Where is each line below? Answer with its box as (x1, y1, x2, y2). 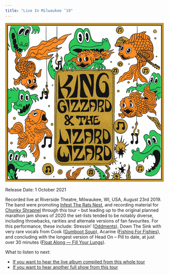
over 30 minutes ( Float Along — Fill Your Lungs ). (5, 239, 106, 245)
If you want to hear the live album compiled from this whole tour (12, 258, 145, 264)
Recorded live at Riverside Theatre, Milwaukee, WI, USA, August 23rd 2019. (5, 196, 162, 202)
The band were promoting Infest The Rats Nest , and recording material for (5, 201, 159, 208)
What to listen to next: (5, 249, 51, 255)
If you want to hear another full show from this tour (12, 264, 118, 270)
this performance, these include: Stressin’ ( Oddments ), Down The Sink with (5, 223, 161, 229)
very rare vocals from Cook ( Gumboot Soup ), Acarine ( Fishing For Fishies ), (5, 228, 160, 234)
